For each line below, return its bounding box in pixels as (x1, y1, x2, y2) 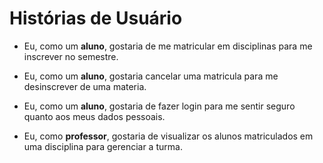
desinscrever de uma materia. (23, 80, 147, 92)
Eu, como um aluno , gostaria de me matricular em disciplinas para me (23, 40, 313, 52)
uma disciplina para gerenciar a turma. (23, 140, 183, 152)
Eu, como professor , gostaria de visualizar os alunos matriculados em (23, 130, 314, 142)
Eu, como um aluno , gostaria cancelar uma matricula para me (23, 70, 279, 82)
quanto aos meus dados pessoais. (23, 110, 166, 122)
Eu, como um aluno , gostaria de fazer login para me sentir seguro (23, 100, 296, 112)
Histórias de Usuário (9, 7, 183, 30)
